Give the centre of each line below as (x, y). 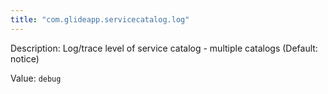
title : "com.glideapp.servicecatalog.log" (100, 19)
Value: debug (36, 78)
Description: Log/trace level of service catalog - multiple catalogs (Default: (164, 48)
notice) (25, 58)
